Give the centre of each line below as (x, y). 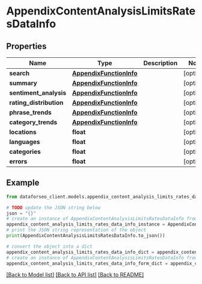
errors (18, 161)
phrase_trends (31, 112)
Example (23, 183)
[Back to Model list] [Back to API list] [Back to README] (75, 275)
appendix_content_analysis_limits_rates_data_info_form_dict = (87, 263)
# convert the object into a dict (50, 246)
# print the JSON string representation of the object (76, 230)
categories (25, 152)
